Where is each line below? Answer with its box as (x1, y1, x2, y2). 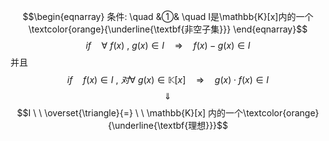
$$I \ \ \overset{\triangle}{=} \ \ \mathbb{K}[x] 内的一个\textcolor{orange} (16, 107, 320, 119)
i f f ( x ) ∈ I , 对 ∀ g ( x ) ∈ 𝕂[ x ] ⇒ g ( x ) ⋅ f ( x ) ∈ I (66, 74, 270, 85)
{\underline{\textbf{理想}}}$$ (107, 120, 229, 131)
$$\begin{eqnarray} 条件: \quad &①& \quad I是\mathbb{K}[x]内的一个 (22, 11, 314, 22)
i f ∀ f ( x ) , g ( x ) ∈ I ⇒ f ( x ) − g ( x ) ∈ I (85, 40, 251, 51)
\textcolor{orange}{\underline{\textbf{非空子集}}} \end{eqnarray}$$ (28, 23, 308, 35)
